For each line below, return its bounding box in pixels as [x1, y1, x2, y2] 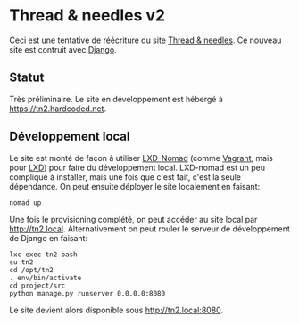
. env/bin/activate [9, 273, 82, 282]
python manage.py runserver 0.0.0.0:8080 [9, 288, 166, 298]
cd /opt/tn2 [9, 265, 54, 274]
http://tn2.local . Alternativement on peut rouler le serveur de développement [9, 223, 290, 234]
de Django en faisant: [9, 232, 87, 243]
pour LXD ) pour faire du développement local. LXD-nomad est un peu [9, 162, 266, 173]
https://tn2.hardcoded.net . [9, 103, 107, 114]
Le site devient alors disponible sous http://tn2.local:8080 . [9, 304, 224, 315]
